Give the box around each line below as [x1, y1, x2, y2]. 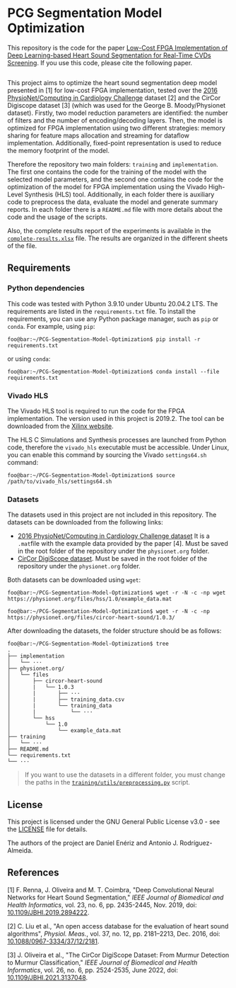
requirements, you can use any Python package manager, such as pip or [7, 314, 219, 323]
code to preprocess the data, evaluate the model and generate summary [7, 197, 218, 206]
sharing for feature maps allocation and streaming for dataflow [7, 131, 189, 140]
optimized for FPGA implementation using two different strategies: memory [7, 123, 226, 132]
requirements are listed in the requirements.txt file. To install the [7, 307, 196, 315]
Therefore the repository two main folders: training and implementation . [7, 159, 219, 168]
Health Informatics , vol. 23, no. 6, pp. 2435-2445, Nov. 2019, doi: [7, 900, 197, 909]
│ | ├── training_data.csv [7, 696, 125, 703]
